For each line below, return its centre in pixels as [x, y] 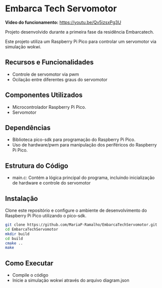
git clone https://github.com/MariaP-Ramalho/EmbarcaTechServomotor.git [81, 225]
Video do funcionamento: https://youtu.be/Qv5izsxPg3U [63, 22]
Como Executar [29, 263]
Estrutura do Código [37, 166]
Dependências [28, 127]
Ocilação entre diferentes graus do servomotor [60, 79]
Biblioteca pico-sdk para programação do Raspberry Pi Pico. [74, 140]
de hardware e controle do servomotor [51, 183]
